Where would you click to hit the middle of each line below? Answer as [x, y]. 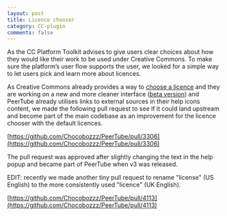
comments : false [30, 32]
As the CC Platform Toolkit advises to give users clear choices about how [110, 52]
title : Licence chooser [41, 20]
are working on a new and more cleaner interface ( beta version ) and [103, 94]
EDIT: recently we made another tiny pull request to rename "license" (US [110, 178]
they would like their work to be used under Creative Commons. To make [110, 59]
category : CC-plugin [37, 26]
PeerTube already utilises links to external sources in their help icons [104, 102]
